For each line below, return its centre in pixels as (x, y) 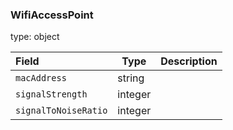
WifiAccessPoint (52, 15)
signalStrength (51, 94)
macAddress (41, 78)
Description (189, 61)
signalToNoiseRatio (61, 111)
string (131, 78)
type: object (35, 37)
